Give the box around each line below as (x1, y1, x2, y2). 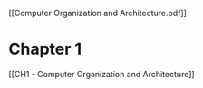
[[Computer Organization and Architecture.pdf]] (8, 8, 188, 18)
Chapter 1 (8, 40, 82, 59)
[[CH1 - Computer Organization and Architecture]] (8, 68, 196, 79)
